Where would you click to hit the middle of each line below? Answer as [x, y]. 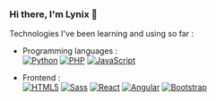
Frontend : [41, 78]
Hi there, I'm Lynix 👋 [53, 14]
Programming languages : [70, 51]
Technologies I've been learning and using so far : [102, 34]
